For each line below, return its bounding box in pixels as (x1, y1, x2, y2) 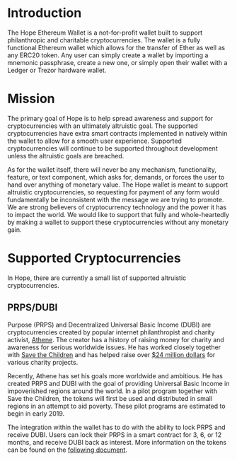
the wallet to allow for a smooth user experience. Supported (7, 136, 183, 145)
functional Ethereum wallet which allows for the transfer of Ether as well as (7, 43, 225, 52)
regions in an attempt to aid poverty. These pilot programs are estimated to (7, 402, 226, 410)
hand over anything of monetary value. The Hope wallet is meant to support (7, 180, 229, 189)
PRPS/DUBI (7, 302, 58, 314)
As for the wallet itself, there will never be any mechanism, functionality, (7, 165, 217, 174)
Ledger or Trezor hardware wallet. (7, 66, 107, 74)
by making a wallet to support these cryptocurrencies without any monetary (7, 218, 229, 226)
